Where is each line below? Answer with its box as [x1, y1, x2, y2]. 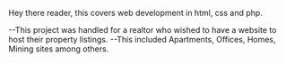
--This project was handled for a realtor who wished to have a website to [8, 25, 277, 35]
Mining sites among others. [8, 43, 109, 54]
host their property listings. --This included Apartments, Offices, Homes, [8, 35, 276, 44]
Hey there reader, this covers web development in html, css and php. [8, 8, 264, 18]
